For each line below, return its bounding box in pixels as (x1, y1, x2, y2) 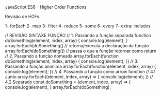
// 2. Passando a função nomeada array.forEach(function (5, 53, 119, 59)
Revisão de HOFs (5, 14, 40, 19)
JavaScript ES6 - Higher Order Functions (5, 4, 87, 10)
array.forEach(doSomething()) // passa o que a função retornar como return (5, 48, 157, 54)
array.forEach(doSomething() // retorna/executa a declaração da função (5, 43, 149, 48)
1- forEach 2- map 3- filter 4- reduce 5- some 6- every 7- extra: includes (5, 23, 151, 29)
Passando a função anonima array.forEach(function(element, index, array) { (5, 63, 156, 69)
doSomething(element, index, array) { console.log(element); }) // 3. (5, 58, 139, 64)
